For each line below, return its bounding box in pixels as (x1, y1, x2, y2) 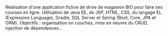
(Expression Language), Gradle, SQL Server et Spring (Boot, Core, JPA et (5, 15, 156, 20)
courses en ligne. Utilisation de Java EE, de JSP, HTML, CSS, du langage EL (5, 9, 162, 15)
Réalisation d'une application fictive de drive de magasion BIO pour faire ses (5, 4, 163, 10)
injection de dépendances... (5, 25, 63, 31)
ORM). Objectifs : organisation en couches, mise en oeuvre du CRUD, (5, 20, 148, 26)
